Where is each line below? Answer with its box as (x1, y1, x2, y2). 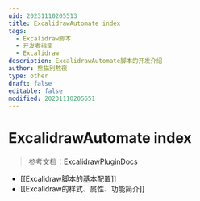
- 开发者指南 (15, 42, 54, 50)
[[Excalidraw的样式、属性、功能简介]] (19, 184, 145, 194)
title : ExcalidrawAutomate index (8, 19, 121, 27)
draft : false (8, 79, 52, 87)
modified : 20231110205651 (8, 94, 95, 103)
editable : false (8, 86, 63, 95)
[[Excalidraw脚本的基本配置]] (19, 174, 117, 184)
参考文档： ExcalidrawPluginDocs (27, 157, 139, 166)
